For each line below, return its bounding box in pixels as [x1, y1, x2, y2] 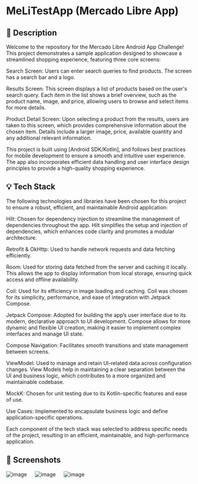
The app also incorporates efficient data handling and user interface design [6, 159, 190, 165]
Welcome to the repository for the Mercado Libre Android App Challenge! [6, 43, 184, 50]
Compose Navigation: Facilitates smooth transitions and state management [6, 341, 189, 349]
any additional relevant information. [6, 134, 92, 141]
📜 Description [6, 28, 57, 38]
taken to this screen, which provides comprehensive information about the [6, 122, 187, 128]
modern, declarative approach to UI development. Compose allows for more [6, 318, 191, 325]
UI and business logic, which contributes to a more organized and [6, 372, 166, 379]
